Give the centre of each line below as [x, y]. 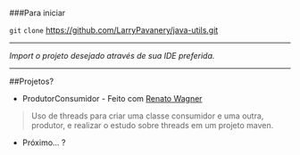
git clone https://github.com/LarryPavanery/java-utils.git [114, 30]
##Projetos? [32, 81]
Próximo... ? [44, 143]
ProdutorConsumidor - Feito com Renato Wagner [112, 98]
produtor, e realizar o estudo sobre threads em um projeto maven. [152, 125]
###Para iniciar [37, 13]
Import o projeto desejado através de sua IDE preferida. [112, 56]
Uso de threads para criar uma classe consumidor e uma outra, [147, 116]
